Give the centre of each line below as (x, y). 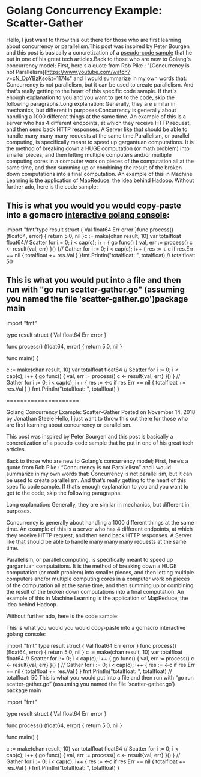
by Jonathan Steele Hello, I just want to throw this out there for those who (97, 418)
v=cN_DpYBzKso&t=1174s (38, 78)
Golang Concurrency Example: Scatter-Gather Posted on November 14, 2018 (101, 412)
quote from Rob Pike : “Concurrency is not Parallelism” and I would (89, 467)
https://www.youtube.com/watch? (88, 72)
